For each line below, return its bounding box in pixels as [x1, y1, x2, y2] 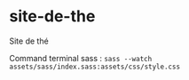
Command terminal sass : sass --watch [9, 52, 153, 63]
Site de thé [9, 36, 49, 46]
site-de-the [9, 6, 96, 27]
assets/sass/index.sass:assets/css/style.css [9, 62, 180, 71]
